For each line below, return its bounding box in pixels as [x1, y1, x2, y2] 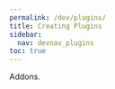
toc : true [9, 47, 47, 56]
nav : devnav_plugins [17, 38, 94, 48]
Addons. [9, 71, 40, 82]
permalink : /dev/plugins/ [9, 13, 106, 22]
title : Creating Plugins [9, 22, 102, 31]
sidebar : [9, 30, 42, 39]
